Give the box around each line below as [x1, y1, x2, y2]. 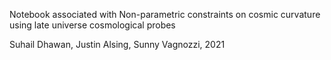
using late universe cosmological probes [9, 19, 176, 31]
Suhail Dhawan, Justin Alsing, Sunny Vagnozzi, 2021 [9, 39, 226, 50]
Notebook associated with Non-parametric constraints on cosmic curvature [9, 9, 321, 20]
